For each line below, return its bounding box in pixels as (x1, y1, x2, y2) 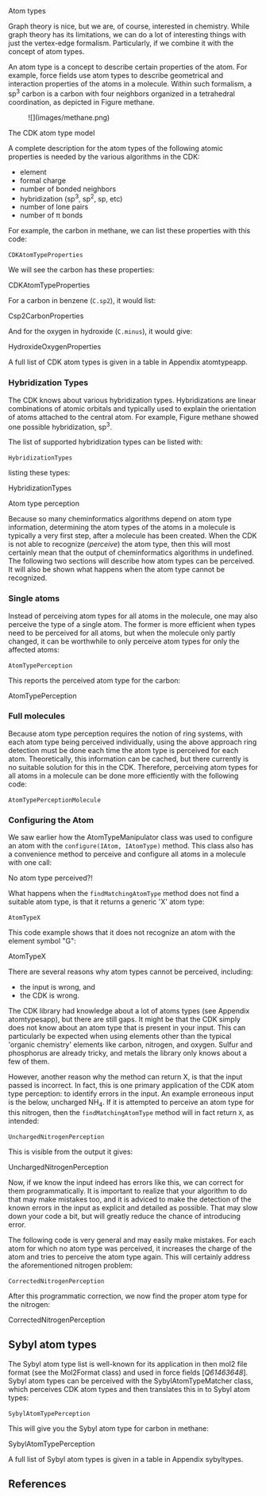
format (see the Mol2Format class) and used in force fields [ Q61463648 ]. (8, 1367, 249, 1377)
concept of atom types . (8, 47, 85, 56)
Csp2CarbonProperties (8, 311, 84, 321)
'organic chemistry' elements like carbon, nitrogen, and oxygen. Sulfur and (8, 1040, 253, 1049)
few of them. (8, 1057, 50, 1067)
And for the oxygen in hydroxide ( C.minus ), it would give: (8, 327, 193, 337)
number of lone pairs (19, 202, 89, 212)
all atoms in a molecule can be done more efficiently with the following (8, 771, 239, 780)
